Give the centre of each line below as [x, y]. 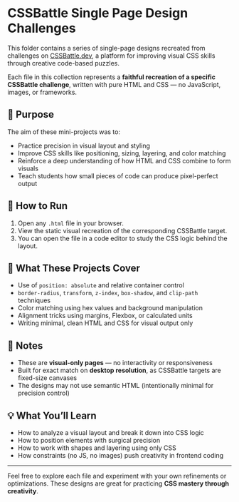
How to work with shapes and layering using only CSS [97, 448]
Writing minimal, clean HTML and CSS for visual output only [105, 323]
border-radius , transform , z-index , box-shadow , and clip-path [108, 293]
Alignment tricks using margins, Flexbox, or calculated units [105, 316]
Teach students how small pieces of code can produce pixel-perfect [118, 175]
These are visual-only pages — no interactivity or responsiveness [115, 363]
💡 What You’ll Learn [52, 415]
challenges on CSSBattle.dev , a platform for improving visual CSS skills [111, 56]
